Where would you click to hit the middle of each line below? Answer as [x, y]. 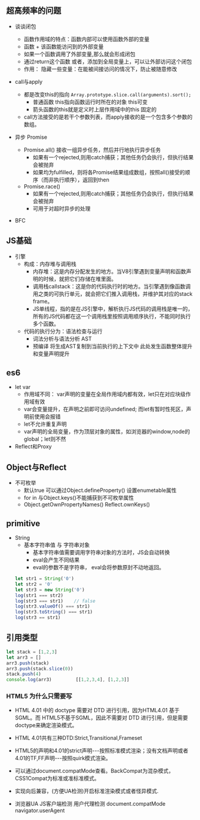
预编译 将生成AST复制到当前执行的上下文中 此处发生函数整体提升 [113, 346]
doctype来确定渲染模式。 [46, 725]
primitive [23, 523]
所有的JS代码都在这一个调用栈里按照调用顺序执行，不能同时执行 [112, 316]
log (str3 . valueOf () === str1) [53, 606]
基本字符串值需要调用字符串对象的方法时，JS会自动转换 [101, 552]
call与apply [29, 81]
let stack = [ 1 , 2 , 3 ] [32, 652]
